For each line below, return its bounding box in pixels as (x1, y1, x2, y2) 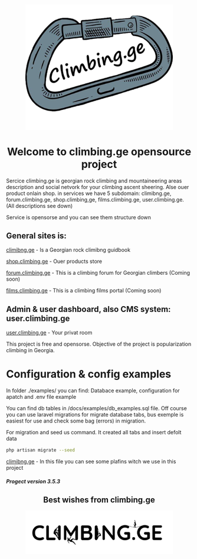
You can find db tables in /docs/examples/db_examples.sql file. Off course (6, 405, 187, 412)
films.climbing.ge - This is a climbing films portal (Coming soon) (6, 287, 162, 294)
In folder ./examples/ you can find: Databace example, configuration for (6, 387, 180, 394)
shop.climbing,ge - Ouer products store (6, 258, 103, 265)
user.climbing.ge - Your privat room (6, 329, 93, 336)
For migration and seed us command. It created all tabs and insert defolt (6, 429, 182, 436)
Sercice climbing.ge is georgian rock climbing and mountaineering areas (6, 177, 182, 184)
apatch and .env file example (6, 394, 77, 401)
